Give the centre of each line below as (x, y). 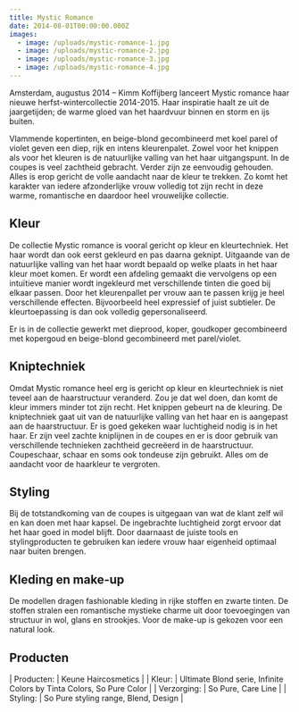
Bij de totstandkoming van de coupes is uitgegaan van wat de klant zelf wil (146, 514)
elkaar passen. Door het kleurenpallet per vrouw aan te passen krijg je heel (147, 292)
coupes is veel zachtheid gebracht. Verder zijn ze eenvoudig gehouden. (141, 167)
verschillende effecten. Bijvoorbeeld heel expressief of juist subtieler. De (142, 302)
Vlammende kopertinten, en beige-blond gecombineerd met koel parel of (144, 138)
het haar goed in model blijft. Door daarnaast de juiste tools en (124, 532)
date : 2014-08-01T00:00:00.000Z (69, 26)
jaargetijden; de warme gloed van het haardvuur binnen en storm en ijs (140, 112)
